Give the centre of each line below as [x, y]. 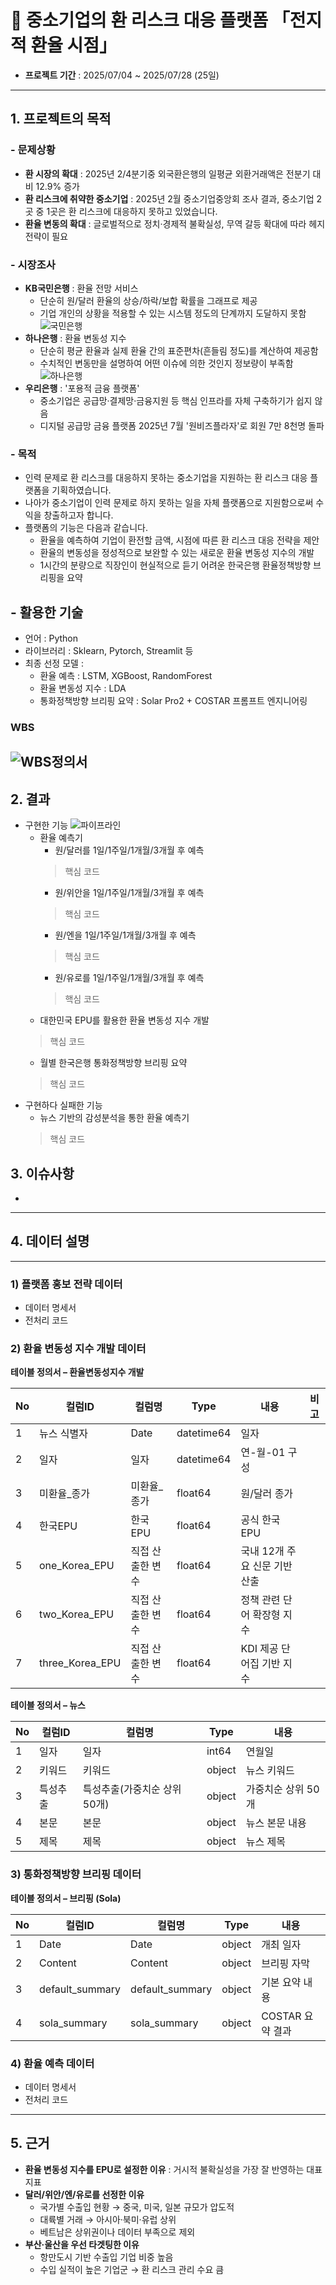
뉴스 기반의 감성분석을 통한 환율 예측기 [114, 1118]
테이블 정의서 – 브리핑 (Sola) [66, 1898]
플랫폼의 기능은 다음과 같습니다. [86, 528]
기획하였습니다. [81, 490]
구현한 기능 [46, 825]
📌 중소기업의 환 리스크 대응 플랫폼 [139, 20]
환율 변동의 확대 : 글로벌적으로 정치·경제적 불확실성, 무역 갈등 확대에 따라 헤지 [175, 223]
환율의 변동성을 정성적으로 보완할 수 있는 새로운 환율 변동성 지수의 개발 [177, 553]
